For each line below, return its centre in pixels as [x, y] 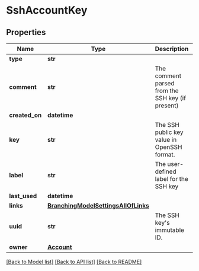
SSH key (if [171, 98]
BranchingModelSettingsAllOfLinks [98, 205]
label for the [171, 179]
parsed [165, 83]
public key [169, 132]
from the [167, 91]
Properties [26, 32]
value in [166, 140]
